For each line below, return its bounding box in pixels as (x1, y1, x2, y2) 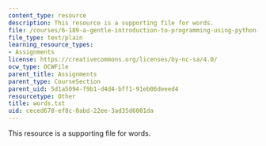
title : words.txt (8, 99, 66, 107)
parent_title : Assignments (8, 70, 97, 78)
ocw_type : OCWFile (8, 63, 69, 71)
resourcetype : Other (8, 92, 77, 100)
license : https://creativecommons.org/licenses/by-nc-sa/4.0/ (8, 56, 218, 64)
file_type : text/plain (8, 33, 83, 42)
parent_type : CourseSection (8, 77, 101, 85)
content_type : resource (8, 11, 87, 20)
